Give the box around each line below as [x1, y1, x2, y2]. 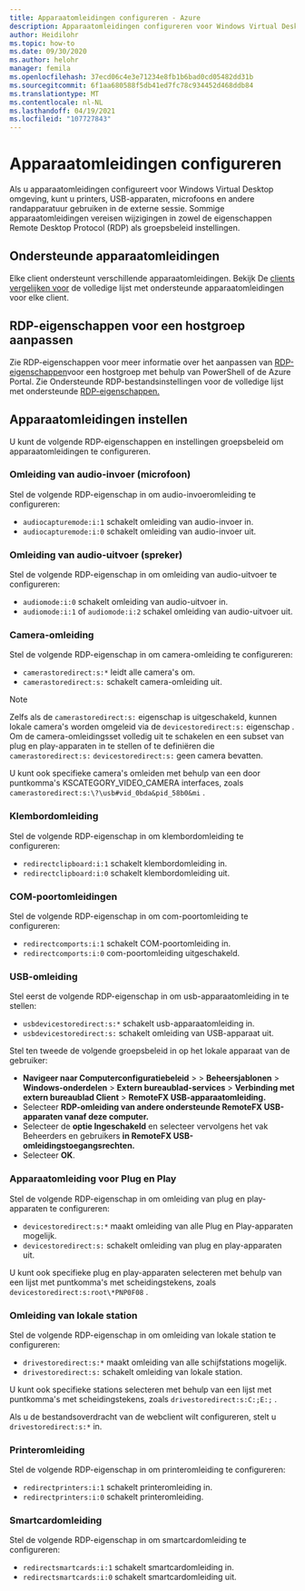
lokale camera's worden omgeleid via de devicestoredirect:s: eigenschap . [9, 721, 295, 732]
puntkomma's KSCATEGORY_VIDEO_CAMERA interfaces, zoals [9, 777, 244, 788]
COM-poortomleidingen [9, 890, 118, 903]
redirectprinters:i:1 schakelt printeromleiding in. [22, 1482, 213, 1493]
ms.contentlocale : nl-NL [9, 97, 103, 107]
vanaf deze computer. [64, 1112, 150, 1122]
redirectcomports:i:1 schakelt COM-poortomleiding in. [22, 937, 231, 949]
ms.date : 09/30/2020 [9, 47, 88, 56]
